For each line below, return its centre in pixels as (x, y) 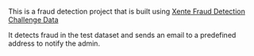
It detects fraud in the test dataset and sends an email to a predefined (122, 35)
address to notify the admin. (54, 43)
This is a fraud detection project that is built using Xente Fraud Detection (127, 11)
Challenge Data (33, 20)
